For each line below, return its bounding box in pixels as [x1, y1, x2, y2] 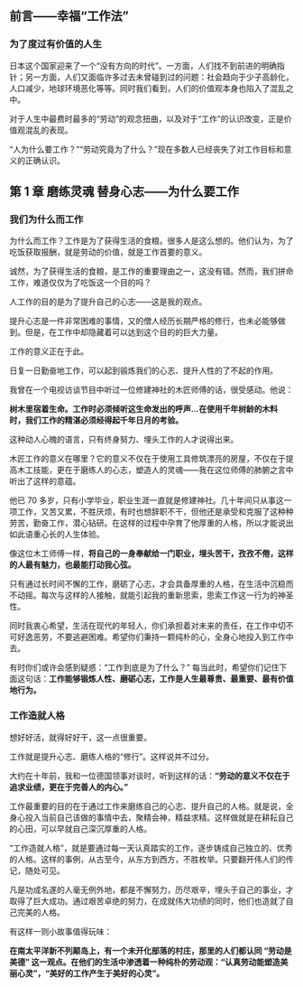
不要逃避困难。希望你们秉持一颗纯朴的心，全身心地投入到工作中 [56, 631, 294, 643]
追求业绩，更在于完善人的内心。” [9, 781, 129, 792]
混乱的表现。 [24, 125, 73, 135]
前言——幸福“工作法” [9, 8, 129, 24]
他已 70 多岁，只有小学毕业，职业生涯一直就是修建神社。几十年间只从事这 [9, 495, 284, 506]
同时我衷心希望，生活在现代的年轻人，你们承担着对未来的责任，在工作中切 [9, 620, 286, 631]
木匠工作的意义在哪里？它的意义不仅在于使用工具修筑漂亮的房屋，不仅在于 [9, 453, 286, 464]
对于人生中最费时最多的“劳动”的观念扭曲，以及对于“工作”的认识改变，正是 [9, 113, 284, 124]
